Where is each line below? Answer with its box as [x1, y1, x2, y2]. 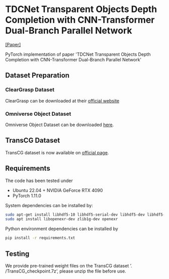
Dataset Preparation [5, 71, 69, 80]
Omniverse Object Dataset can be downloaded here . [5, 122, 114, 128]
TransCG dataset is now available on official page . [5, 149, 109, 155]
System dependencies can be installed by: [5, 202, 93, 208]
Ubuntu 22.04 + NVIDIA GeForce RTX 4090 [12, 187, 103, 193]
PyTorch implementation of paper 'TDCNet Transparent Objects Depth [5, 51, 151, 57]
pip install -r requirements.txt [5, 235, 75, 241]
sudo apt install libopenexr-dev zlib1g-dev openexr [5, 217, 118, 222]
